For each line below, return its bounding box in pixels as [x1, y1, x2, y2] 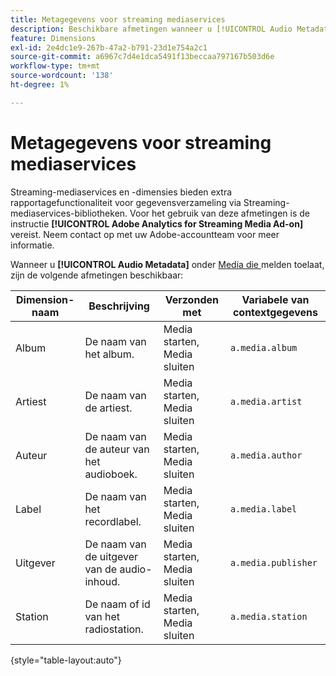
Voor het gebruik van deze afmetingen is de [129, 207, 310, 219]
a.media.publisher [229, 557, 318, 568]
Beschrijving [88, 299, 150, 313]
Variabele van [241, 292, 310, 306]
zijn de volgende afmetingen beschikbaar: [10, 269, 184, 281]
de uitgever [84, 549, 139, 563]
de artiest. [84, 401, 133, 415]
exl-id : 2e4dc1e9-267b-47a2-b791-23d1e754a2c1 [10, 42, 208, 53]
